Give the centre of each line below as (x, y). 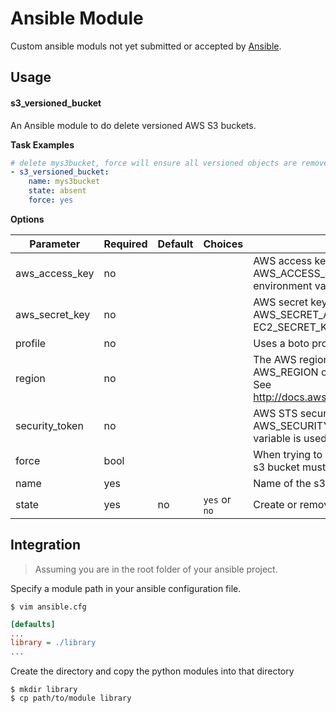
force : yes (51, 200)
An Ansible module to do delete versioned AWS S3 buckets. (133, 125)
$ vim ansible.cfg (48, 607)
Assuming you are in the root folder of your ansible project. (156, 569)
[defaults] (33, 624)
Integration (46, 545)
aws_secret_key (53, 314)
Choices (223, 244)
